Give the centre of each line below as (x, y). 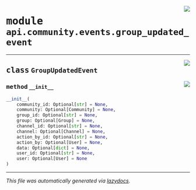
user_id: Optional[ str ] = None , (56, 153)
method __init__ (30, 87)
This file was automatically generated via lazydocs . (68, 181)
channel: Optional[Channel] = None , (61, 132)
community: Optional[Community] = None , (66, 110)
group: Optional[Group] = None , (56, 121)
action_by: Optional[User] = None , (60, 142)
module (25, 21)
